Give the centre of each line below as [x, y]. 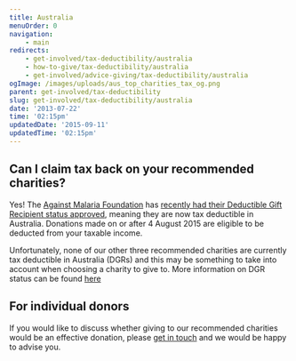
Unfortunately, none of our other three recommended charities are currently [148, 250]
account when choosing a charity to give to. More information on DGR [137, 269]
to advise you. [35, 347]
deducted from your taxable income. [76, 233]
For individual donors [69, 306]
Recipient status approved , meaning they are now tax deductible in [132, 213]
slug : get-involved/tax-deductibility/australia [101, 100]
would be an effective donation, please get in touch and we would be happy [148, 337]
